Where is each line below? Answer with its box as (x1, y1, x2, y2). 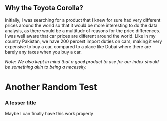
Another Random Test (5, 82, 98, 93)
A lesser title (5, 99, 36, 106)
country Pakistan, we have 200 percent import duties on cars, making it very (5, 38, 162, 44)
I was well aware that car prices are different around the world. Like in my (5, 33, 156, 39)
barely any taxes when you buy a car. (5, 49, 82, 55)
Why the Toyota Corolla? (5, 4, 83, 12)
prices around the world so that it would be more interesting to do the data (5, 22, 158, 28)
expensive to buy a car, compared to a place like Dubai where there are (5, 43, 151, 49)
